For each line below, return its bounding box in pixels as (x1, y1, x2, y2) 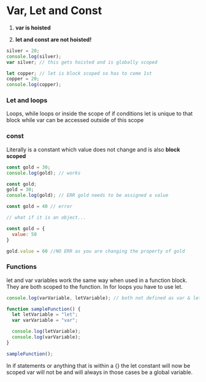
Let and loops (6, 96, 48, 105)
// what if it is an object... (6, 215, 86, 221)
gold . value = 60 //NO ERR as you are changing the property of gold (6, 248, 185, 254)
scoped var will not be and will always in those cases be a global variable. (6, 369, 193, 376)
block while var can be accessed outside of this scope (6, 117, 144, 124)
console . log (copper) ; (6, 82, 62, 88)
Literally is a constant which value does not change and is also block (6, 145, 180, 153)
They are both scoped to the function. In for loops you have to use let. (6, 283, 183, 290)
